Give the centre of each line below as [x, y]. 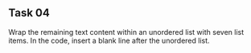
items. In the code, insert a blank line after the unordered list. [109, 40]
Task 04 [29, 13]
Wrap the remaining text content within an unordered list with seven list [126, 32]
